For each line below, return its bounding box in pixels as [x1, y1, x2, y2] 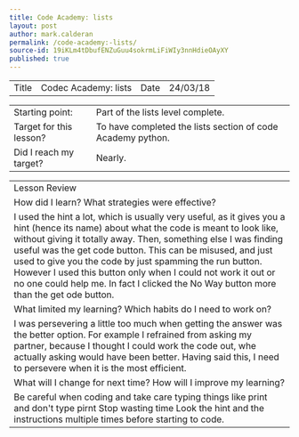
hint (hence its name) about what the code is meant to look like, [13, 222, 279, 234]
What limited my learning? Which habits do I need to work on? [13, 303, 272, 315]
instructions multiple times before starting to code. [13, 413, 225, 425]
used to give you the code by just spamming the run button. [13, 255, 263, 267]
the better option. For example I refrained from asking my [13, 328, 252, 341]
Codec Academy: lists [40, 82, 133, 93]
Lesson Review [13, 182, 77, 194]
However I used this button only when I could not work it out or [13, 266, 276, 279]
